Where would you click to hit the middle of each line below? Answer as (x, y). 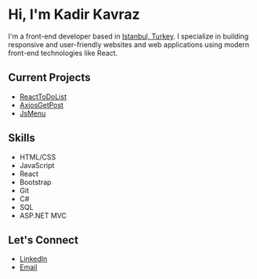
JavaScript (37, 165)
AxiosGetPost (42, 105)
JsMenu (33, 113)
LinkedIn (33, 259)
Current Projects (49, 77)
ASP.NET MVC (43, 215)
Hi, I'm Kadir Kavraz (74, 15)
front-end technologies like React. (63, 53)
